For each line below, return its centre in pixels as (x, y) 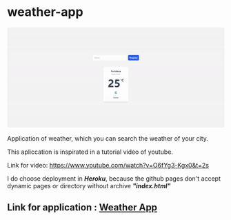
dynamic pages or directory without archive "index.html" (89, 186)
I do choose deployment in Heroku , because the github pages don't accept (114, 178)
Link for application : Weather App (82, 208)
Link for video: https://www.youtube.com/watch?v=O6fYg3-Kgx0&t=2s (108, 165)
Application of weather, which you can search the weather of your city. (108, 138)
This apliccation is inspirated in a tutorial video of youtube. (90, 152)
